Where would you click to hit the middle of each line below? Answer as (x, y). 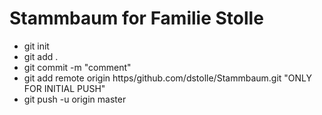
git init (36, 46)
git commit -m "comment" (77, 67)
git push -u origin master (75, 99)
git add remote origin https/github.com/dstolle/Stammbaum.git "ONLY (168, 78)
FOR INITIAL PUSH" (64, 88)
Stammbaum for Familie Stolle (136, 18)
